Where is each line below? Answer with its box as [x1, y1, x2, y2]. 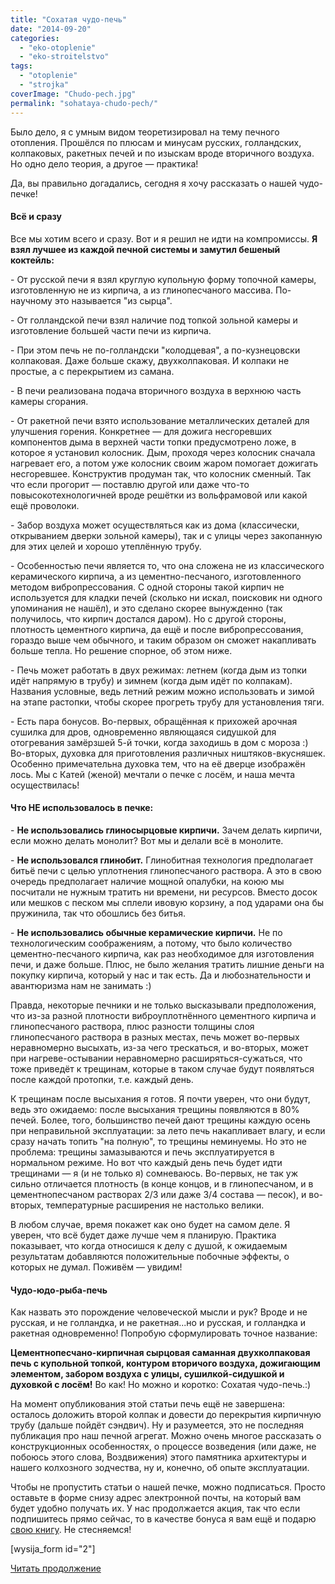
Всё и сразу [10, 211, 62, 223]
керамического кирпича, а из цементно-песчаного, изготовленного [10, 570, 302, 582]
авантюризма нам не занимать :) [10, 979, 152, 991]
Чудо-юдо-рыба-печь [10, 1284, 108, 1296]
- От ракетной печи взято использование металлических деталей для [10, 414, 310, 426]
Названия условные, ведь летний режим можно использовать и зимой [10, 685, 315, 697]
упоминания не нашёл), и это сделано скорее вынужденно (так [10, 602, 283, 614]
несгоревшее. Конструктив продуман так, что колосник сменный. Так [10, 467, 312, 480]
